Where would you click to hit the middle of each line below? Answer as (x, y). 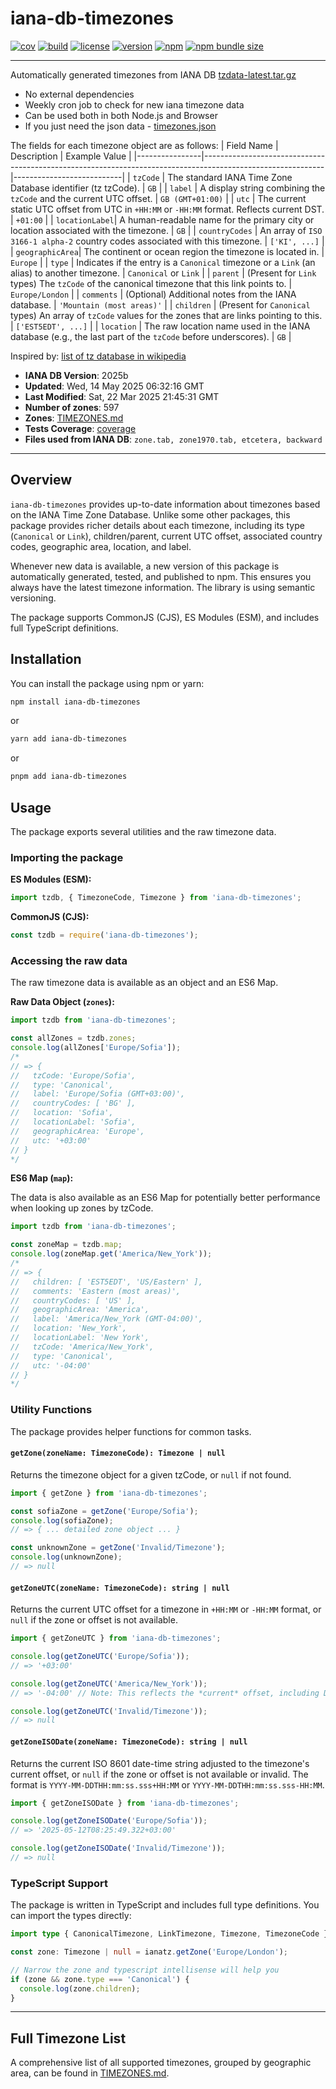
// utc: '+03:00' (51, 1140)
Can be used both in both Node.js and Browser (121, 115)
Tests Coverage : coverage (80, 428)
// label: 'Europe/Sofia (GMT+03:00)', (98, 1094)
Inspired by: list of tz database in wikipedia (98, 356)
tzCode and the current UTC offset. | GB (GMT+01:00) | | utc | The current (158, 198)
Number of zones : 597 (72, 407)
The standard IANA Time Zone (230, 177)
